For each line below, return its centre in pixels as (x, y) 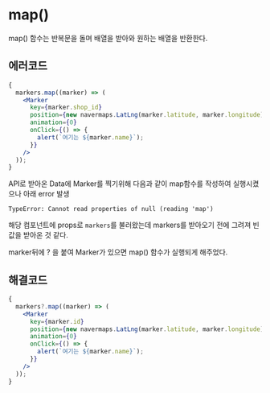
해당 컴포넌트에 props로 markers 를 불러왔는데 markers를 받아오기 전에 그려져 (130, 225)
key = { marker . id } (57, 321)
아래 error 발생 (46, 194)
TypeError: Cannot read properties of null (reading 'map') (111, 209)
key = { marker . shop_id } (66, 108)
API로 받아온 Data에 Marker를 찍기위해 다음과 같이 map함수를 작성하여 (120, 184)
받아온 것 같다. (45, 235)
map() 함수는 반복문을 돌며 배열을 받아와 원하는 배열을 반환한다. (108, 38)
